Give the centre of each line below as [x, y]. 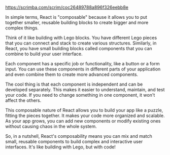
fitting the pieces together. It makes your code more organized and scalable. [85, 115]
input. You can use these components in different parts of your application [83, 69]
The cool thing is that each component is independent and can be [74, 84]
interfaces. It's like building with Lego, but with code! [60, 147]
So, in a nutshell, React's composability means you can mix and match [79, 136]
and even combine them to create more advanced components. [72, 74]
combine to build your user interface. [44, 54]
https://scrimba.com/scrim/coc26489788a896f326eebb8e [67, 7]
